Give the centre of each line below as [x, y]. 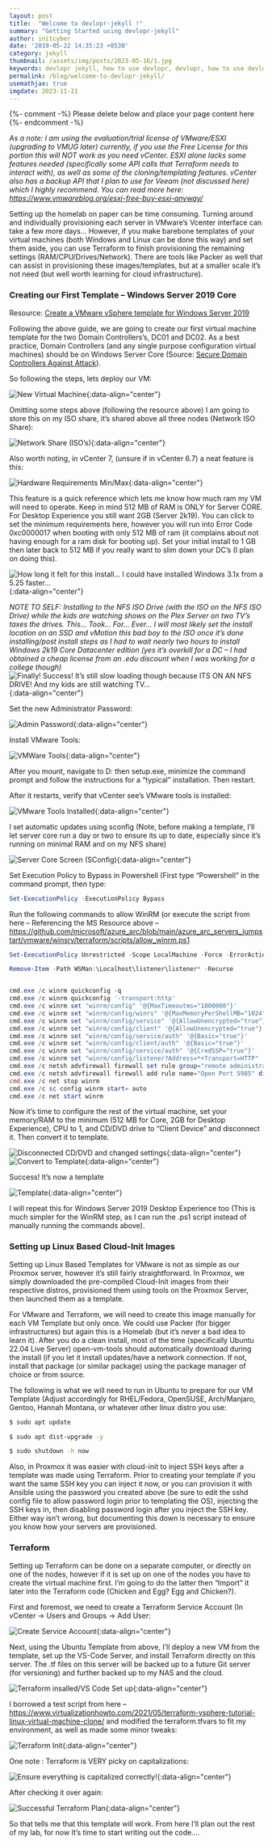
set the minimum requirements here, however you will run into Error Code [131, 524]
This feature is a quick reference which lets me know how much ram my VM [135, 498]
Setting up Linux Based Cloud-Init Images [92, 1247]
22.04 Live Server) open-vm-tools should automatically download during [130, 1349]
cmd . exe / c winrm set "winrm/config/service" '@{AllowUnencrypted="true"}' [139, 1021]
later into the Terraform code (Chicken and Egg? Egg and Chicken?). [123, 1591]
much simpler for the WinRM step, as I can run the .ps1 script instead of [128, 1217]
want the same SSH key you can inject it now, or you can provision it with [131, 1484]
